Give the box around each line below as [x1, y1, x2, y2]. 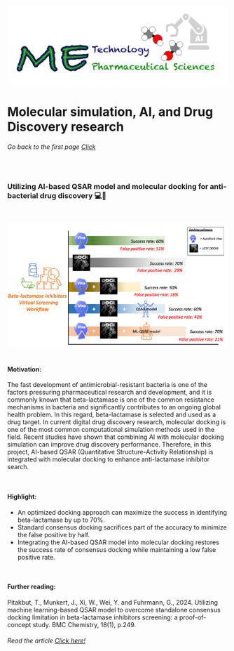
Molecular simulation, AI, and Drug [7, 104, 214, 120]
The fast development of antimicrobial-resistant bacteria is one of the [7, 381, 208, 389]
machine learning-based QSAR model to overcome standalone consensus [7, 605, 221, 614]
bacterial [7, 191, 39, 201]
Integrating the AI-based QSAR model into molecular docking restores [17, 538, 219, 546]
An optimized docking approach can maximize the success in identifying [17, 508, 228, 516]
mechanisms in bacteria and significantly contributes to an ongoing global [7, 403, 221, 412]
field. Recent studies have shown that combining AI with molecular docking [7, 433, 224, 441]
